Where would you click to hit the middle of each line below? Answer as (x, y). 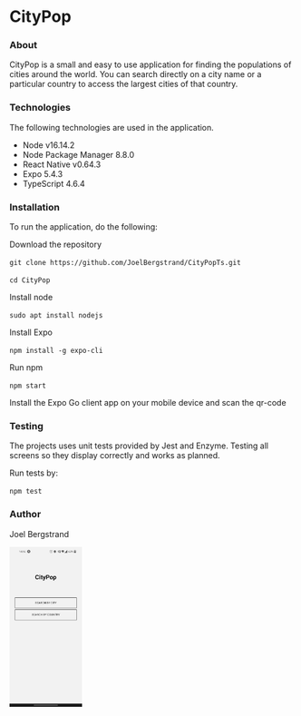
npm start (28, 386)
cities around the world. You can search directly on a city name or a (136, 74)
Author (25, 515)
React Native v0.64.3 (62, 164)
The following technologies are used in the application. (112, 127)
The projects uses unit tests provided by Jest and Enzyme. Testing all (139, 446)
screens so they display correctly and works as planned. (115, 456)
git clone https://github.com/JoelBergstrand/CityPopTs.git (126, 263)
